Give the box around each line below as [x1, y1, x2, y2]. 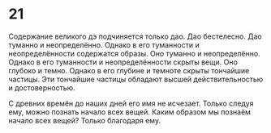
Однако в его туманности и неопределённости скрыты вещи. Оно [8, 57, 238, 67]
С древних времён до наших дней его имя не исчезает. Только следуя [8, 98, 254, 108]
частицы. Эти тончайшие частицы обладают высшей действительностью [8, 74, 264, 84]
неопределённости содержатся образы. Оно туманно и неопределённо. [8, 48, 261, 58]
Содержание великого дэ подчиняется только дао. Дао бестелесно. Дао [8, 31, 262, 41]
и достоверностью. [8, 82, 75, 93]
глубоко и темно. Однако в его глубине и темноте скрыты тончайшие [8, 65, 250, 75]
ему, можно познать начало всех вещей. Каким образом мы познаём [8, 106, 252, 117]
